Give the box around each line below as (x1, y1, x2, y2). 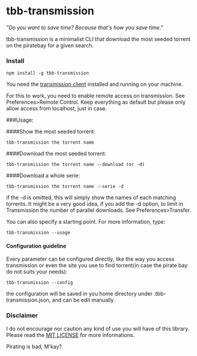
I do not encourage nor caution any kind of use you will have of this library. (6, 325, 190, 332)
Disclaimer (6, 311, 38, 320)
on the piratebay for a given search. (6, 42, 94, 49)
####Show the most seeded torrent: (6, 128, 96, 135)
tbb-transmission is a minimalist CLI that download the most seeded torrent (6, 35, 191, 42)
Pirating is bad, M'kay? (6, 343, 62, 350)
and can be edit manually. (52, 296, 115, 304)
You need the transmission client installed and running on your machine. (6, 81, 183, 88)
